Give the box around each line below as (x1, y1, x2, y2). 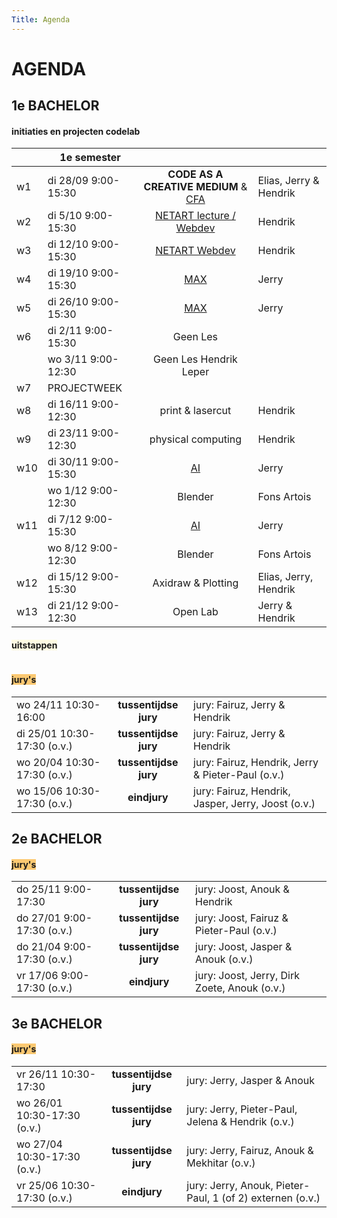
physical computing (149, 432, 243, 446)
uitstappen (11, 639, 58, 651)
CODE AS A (167, 167, 224, 181)
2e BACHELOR (11, 831, 103, 848)
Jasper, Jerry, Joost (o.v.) (193, 796, 316, 810)
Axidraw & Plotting (152, 576, 239, 590)
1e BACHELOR (11, 97, 100, 115)
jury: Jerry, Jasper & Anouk (186, 1074, 316, 1087)
